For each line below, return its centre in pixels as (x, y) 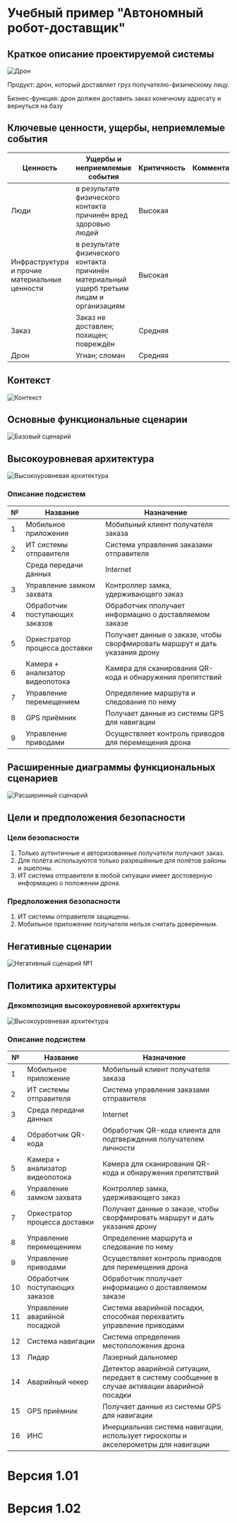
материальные (36, 279)
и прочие (26, 270)
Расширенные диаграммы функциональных (111, 767)
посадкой (44, 1325)
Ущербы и (104, 159)
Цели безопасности (43, 837)
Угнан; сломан (101, 355)
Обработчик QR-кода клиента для (161, 1130)
